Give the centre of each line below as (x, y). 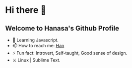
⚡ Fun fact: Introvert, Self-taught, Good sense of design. (70, 53)
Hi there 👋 (26, 10)
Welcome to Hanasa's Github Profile (62, 28)
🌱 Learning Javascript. (35, 40)
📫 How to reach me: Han (38, 46)
